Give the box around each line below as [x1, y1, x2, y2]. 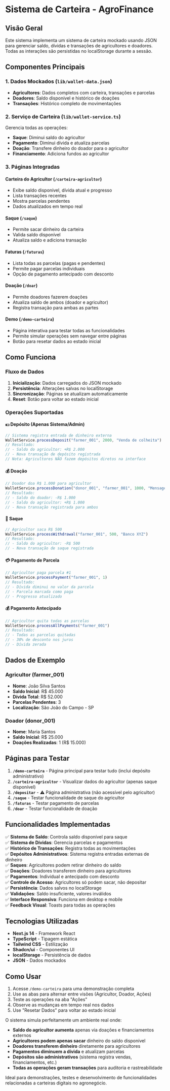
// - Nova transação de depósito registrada [5, 452, 101, 457]
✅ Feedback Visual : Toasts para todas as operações [5, 902, 115, 908]
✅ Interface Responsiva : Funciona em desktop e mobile [5, 896, 123, 902]
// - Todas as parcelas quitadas [5, 633, 76, 638]
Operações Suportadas [5, 409, 64, 416]
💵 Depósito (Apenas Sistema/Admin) [5, 421, 85, 427]
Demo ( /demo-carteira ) [5, 316, 54, 322]
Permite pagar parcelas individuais [12, 265, 85, 271]
